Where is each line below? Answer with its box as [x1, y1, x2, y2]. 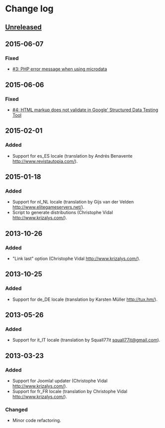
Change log [5, 3, 54, 14]
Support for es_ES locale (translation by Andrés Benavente [12, 153, 133, 159]
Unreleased [5, 23, 42, 31]
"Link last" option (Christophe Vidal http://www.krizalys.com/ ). [12, 255, 141, 262]
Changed [5, 406, 28, 413]
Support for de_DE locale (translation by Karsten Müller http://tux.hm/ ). [12, 296, 158, 302]
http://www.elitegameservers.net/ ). [12, 204, 84, 210]
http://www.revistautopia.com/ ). [12, 158, 78, 164]
